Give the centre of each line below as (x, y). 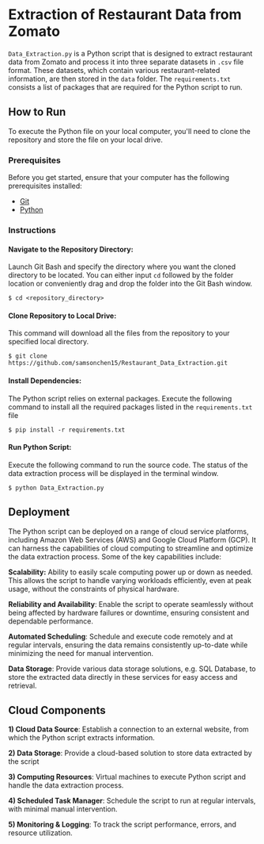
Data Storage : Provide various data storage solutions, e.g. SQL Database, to (132, 669)
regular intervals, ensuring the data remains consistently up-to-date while (128, 645)
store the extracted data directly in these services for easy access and (123, 677)
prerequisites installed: (45, 186)
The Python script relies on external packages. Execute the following (120, 398)
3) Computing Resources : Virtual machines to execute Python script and (127, 777)
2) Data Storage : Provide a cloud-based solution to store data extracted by (130, 753)
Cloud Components (57, 710)
